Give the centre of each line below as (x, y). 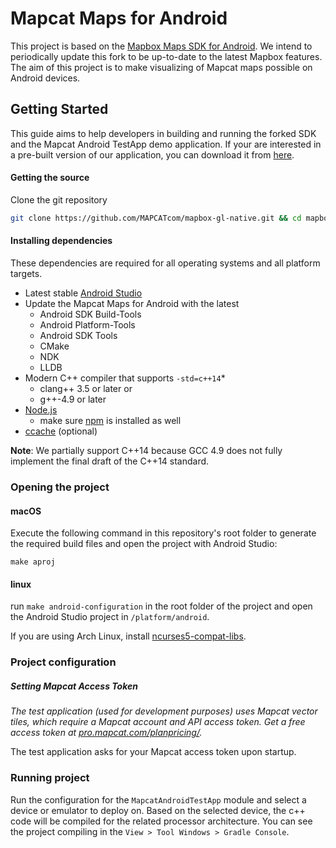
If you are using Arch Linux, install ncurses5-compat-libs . (128, 636)
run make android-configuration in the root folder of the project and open (161, 606)
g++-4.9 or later (73, 399)
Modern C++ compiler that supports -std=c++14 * (125, 378)
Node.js (41, 410)
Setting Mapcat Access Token (74, 686)
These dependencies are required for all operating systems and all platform (165, 263)
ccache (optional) (61, 431)
